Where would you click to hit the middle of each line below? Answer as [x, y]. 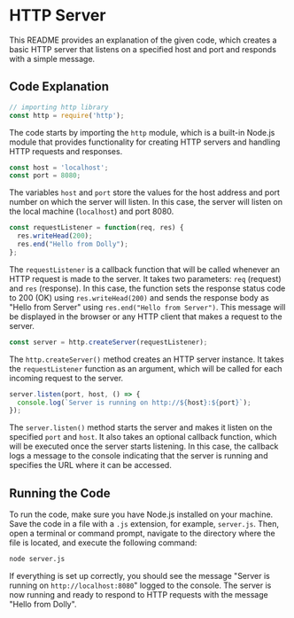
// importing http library [59, 107]
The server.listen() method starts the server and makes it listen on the [141, 427]
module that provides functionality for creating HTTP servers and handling [145, 142]
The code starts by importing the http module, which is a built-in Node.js [142, 132]
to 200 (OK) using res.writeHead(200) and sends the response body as [139, 297]
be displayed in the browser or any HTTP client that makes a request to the [146, 317]
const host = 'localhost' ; [59, 168]
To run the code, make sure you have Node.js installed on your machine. [141, 514]
